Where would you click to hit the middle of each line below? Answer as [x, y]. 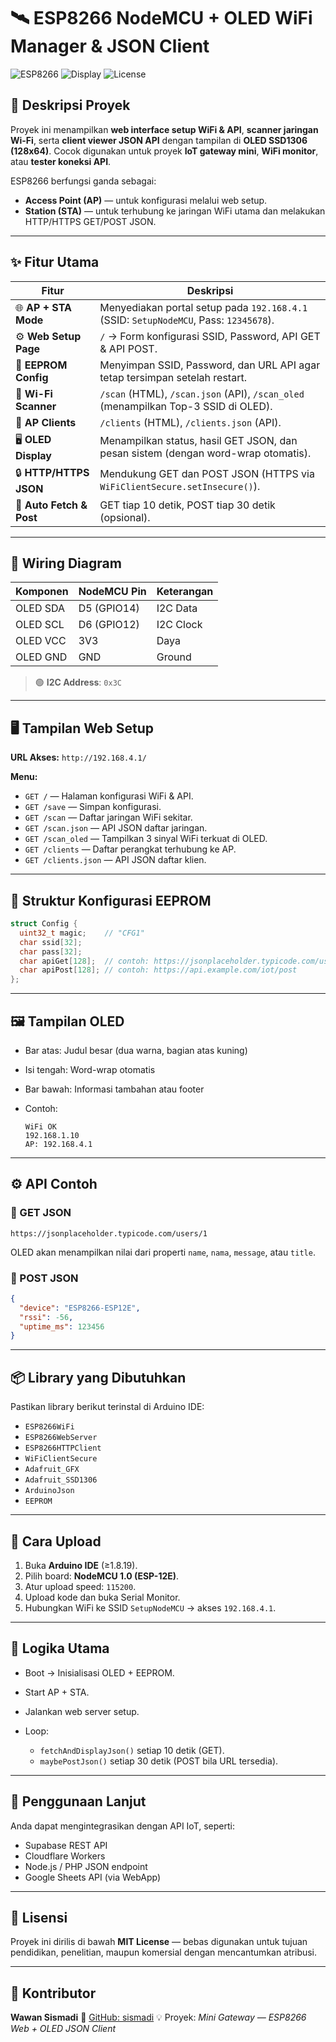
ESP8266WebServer [61, 1438]
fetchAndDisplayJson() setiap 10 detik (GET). [132, 1750]
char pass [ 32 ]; [51, 951]
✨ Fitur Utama [55, 262]
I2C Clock [179, 625]
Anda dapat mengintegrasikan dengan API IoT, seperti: [122, 1826]
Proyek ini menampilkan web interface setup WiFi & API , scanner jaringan [164, 129]
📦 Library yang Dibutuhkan [98, 1377]
